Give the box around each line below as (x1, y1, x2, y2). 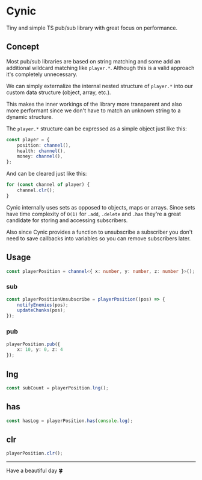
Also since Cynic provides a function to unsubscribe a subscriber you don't (6, 228, 193, 235)
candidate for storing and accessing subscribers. (6, 216, 128, 224)
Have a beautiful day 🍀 (6, 467, 63, 475)
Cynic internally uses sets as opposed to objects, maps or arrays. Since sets (6, 203, 195, 211)
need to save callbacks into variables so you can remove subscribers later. (6, 234, 191, 242)
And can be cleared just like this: (6, 170, 87, 178)
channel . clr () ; (17, 187, 55, 193)
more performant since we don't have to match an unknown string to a (6, 107, 181, 114)
